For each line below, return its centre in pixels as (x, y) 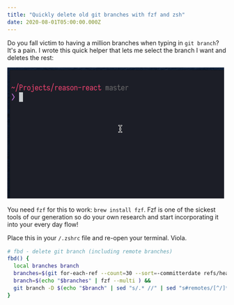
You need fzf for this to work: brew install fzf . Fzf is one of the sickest (111, 210)
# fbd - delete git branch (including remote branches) (90, 251)
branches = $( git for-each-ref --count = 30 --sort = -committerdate (107, 274)
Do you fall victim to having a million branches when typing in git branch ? (113, 42)
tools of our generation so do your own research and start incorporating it (113, 217)
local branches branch (46, 266)
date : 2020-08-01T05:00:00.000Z (54, 22)
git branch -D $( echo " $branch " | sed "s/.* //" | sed (95, 288)
